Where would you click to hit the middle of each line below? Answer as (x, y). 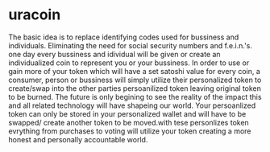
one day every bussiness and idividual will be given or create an (114, 54)
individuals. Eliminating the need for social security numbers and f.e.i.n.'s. (130, 45)
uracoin (35, 15)
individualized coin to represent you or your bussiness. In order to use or (129, 63)
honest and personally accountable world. (78, 139)
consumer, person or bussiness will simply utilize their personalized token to (135, 80)
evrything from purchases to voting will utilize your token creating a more (130, 131)
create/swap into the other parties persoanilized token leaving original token (135, 88)
